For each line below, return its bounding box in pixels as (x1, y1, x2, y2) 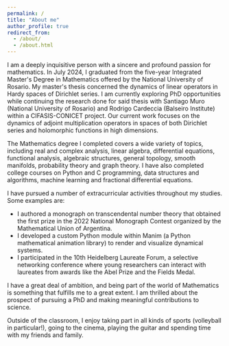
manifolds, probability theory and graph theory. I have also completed (7, 162, 204, 169)
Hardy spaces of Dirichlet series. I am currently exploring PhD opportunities (7, 90, 221, 98)
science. (7, 303, 32, 311)
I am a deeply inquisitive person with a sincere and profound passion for (7, 61, 211, 69)
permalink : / (7, 10, 45, 17)
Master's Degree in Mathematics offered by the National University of (7, 75, 204, 83)
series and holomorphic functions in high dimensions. (7, 126, 159, 134)
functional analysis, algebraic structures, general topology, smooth (7, 154, 196, 162)
